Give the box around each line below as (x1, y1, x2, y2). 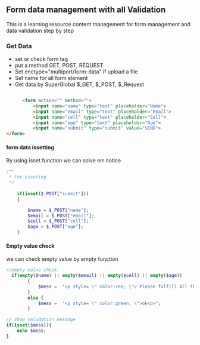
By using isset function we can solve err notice (6, 157, 121, 164)
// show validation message (6, 316, 76, 323)
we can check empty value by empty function (6, 255, 118, 263)
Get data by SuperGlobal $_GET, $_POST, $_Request (14, 81, 145, 88)
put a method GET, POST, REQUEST (14, 62, 104, 69)
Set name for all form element (14, 75, 88, 82)
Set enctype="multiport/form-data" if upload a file (14, 68, 138, 75)
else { (27, 295, 44, 301)
